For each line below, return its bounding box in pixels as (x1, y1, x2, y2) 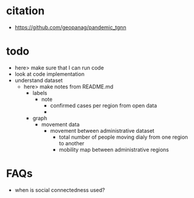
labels (32, 89, 47, 96)
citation (6, 4, 45, 18)
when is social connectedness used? (14, 186, 105, 193)
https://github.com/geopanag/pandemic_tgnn (14, 24, 126, 31)
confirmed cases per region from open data (50, 102, 157, 109)
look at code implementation (14, 70, 85, 78)
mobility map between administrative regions (59, 146, 169, 153)
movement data (41, 120, 80, 128)
